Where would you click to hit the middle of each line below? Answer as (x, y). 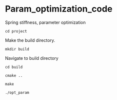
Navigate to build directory (32, 58)
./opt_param (17, 92)
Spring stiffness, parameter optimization (46, 22)
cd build (14, 67)
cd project (16, 31)
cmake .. (14, 75)
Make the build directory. (30, 40)
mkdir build (17, 49)
